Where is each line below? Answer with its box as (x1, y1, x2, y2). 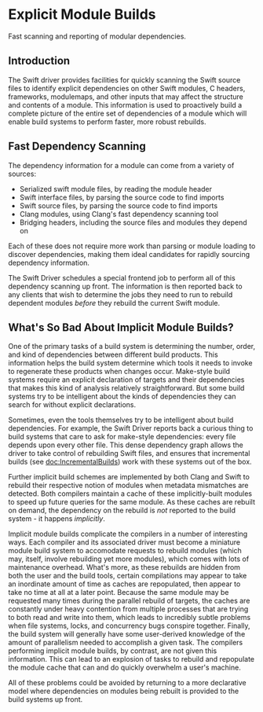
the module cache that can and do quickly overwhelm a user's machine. (8, 662, 241, 673)
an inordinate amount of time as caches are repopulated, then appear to (8, 579, 241, 589)
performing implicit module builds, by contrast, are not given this (8, 646, 217, 655)
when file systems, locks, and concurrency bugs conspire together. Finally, (8, 621, 250, 630)
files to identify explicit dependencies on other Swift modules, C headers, (8, 83, 246, 93)
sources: (8, 169, 37, 178)
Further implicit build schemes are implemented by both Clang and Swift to (8, 472, 250, 482)
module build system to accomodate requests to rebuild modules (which (8, 546, 242, 556)
